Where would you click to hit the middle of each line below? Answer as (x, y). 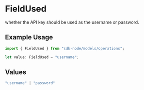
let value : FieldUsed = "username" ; (42, 57)
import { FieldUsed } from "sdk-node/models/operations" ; (65, 48)
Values (16, 72)
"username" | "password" (30, 83)
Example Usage (29, 37)
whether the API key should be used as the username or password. (72, 22)
